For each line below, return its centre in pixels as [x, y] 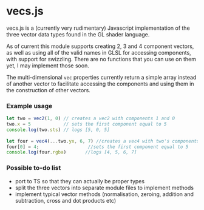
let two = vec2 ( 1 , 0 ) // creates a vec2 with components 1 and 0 [90, 119]
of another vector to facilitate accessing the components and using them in [100, 84]
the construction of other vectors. [49, 90]
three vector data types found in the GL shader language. [78, 34]
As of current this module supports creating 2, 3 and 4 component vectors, [100, 46]
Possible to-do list [34, 168]
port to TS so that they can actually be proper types [80, 181]
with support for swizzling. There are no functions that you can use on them [101, 59]
